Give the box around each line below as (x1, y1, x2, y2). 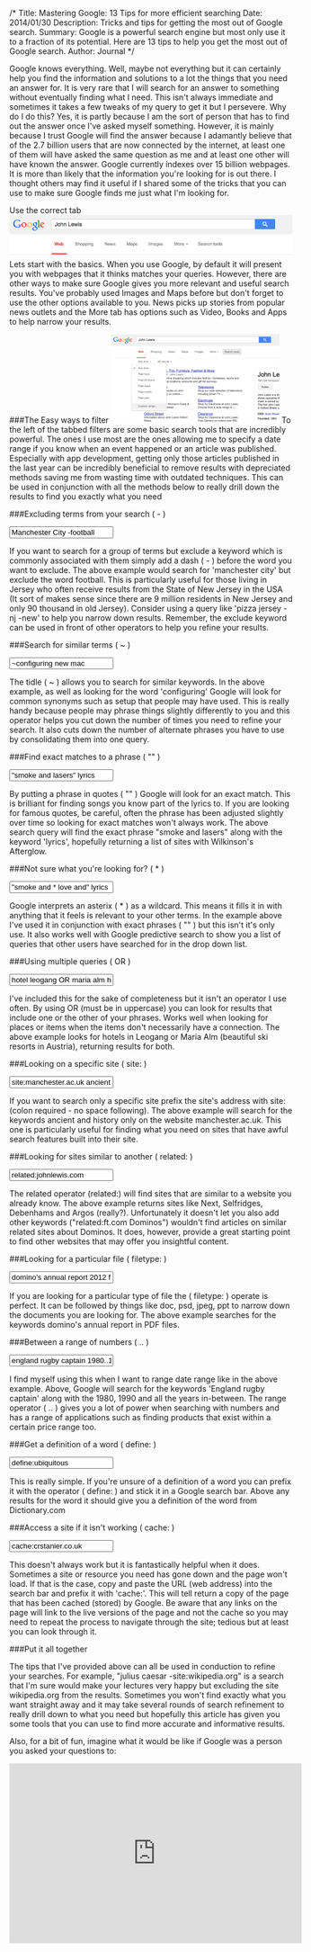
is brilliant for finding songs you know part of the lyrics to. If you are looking (9, 798, 290, 809)
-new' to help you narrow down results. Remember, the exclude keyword (17, 613, 288, 623)
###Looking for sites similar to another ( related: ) (9, 1151, 193, 1162)
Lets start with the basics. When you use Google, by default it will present (9, 259, 282, 270)
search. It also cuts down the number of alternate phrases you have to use (9, 724, 285, 736)
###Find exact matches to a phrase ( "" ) (9, 751, 161, 763)
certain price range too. (9, 1421, 97, 1433)
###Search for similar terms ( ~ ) (9, 640, 131, 650)
